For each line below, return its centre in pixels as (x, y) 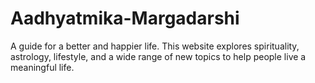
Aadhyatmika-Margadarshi (125, 18)
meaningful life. (42, 67)
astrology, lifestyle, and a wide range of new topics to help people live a (158, 56)
